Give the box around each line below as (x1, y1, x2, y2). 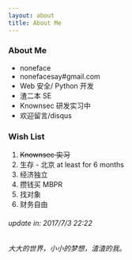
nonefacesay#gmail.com (19, 71, 100, 81)
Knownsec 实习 (19, 150, 70, 159)
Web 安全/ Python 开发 (19, 81, 95, 90)
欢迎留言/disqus (19, 110, 73, 120)
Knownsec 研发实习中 (19, 101, 91, 110)
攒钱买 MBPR (19, 180, 63, 189)
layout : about (8, 11, 55, 20)
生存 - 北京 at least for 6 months (19, 160, 125, 170)
